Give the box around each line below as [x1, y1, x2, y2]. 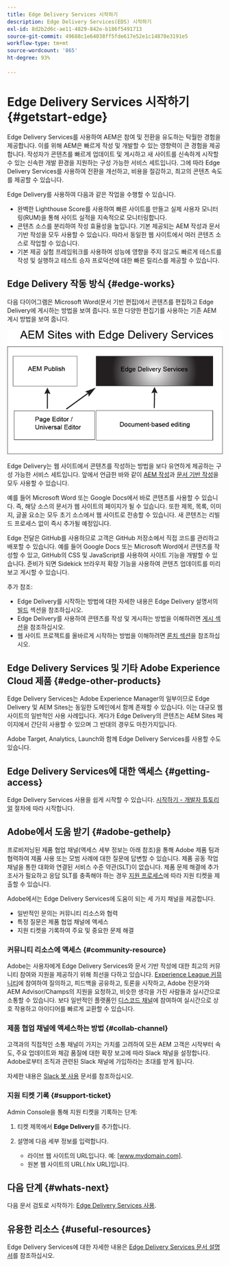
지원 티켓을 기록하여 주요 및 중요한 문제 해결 [16, 926, 135, 934]
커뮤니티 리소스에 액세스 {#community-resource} [7, 945, 166, 954]
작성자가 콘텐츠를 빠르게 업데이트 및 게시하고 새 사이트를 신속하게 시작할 [27, 149, 219, 158]
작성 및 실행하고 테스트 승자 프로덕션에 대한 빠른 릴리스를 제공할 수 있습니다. [16, 256, 220, 264]
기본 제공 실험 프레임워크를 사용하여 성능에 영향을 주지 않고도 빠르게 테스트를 [16, 247, 222, 256]
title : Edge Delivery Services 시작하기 [7, 11, 118, 18]
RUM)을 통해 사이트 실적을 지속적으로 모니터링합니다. [25, 213, 168, 221]
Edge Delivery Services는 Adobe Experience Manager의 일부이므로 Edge [7, 694, 210, 703]
